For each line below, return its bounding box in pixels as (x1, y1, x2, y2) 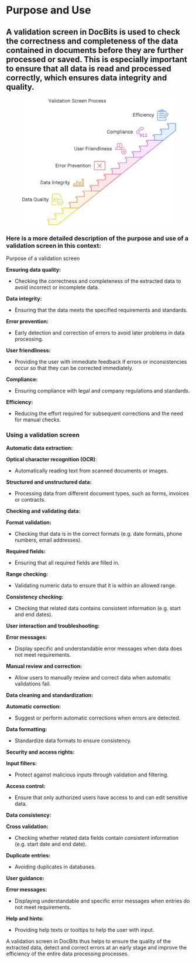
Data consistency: (6, 811, 51, 819)
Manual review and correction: (6, 663, 82, 670)
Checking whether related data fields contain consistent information (14, 834, 179, 841)
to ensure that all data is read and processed (6, 63, 171, 73)
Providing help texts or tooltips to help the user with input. (14, 926, 154, 933)
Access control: (6, 782, 46, 789)
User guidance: (6, 874, 44, 881)
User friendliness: (6, 347, 51, 354)
